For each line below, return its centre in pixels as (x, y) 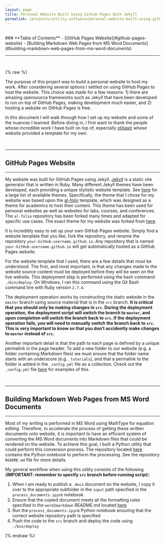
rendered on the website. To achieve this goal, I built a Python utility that (78, 444)
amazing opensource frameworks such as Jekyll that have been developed (81, 98)
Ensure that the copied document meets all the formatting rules (76, 500)
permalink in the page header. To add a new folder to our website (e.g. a (78, 348)
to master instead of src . (30, 334)
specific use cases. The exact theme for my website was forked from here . (81, 221)
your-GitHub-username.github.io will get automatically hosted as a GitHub (80, 246)
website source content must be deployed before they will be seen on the (80, 272)
